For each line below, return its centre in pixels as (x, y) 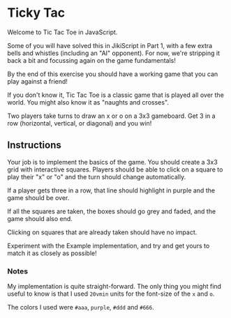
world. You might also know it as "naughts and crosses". (88, 102)
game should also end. (40, 218)
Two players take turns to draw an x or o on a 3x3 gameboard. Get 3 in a (111, 116)
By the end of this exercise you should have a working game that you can (113, 74)
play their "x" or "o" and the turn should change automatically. (97, 176)
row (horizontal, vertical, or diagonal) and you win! (80, 123)
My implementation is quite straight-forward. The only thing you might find (114, 287)
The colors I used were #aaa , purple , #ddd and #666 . (81, 308)
